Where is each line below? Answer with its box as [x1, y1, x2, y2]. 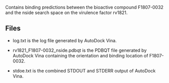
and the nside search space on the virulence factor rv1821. [5, 10, 128, 16]
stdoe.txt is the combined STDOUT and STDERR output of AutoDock [12, 67, 156, 73]
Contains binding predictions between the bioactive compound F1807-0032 [5, 5, 164, 10]
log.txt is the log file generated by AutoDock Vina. [12, 37, 117, 43]
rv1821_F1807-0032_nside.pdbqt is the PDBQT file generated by [12, 47, 147, 53]
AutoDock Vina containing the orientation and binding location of [12, 52, 149, 58]
